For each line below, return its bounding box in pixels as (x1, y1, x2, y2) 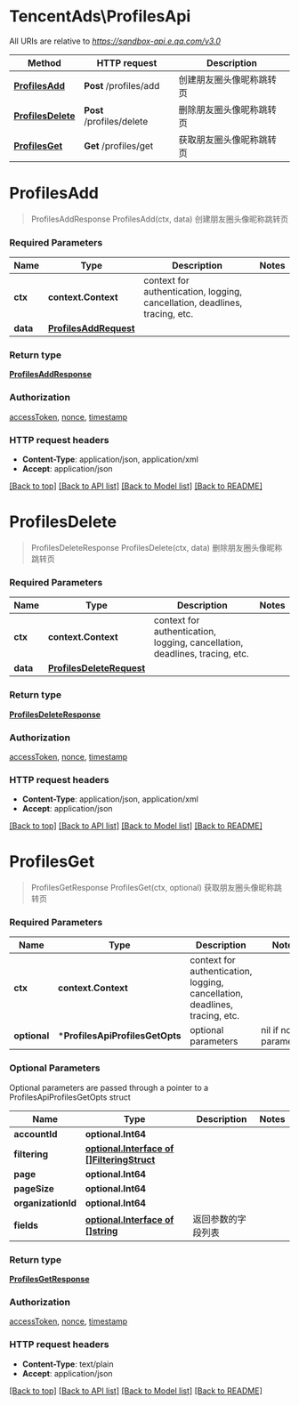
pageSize (13, 1182, 55, 1194)
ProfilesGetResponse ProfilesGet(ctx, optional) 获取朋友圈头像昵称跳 (30, 883, 283, 893)
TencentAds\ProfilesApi (9, 6, 191, 27)
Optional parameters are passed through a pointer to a (9, 1082, 209, 1093)
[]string (85, 1224, 118, 1237)
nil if (261, 1024, 279, 1037)
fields (13, 1219, 38, 1231)
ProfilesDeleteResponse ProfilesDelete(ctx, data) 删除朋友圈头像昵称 (30, 543, 283, 553)
